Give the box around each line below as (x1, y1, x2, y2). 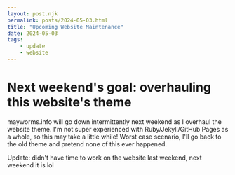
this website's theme (7, 94, 132, 111)
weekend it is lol (7, 160, 54, 169)
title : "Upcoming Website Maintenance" (7, 23, 124, 30)
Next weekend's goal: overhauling (7, 80, 212, 95)
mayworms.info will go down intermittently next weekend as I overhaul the (7, 117, 222, 126)
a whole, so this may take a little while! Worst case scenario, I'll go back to (7, 132, 222, 141)
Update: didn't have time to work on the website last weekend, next (7, 153, 202, 162)
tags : (7, 36, 23, 43)
